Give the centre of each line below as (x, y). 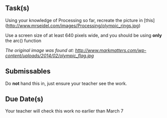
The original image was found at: (40, 50)
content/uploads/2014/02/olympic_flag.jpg (50, 55)
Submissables (28, 71)
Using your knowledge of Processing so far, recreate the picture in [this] (80, 20)
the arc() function (23, 40)
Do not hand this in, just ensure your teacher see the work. (66, 83)
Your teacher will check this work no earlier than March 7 (64, 111)
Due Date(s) (24, 99)
